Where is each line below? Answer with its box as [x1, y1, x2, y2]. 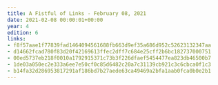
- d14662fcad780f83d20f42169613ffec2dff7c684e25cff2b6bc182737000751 [7, 49, 212, 56]
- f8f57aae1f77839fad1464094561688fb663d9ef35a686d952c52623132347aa [7, 42, 212, 49]
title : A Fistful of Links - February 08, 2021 [7, 10, 147, 17]
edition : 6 [7, 29, 39, 36]
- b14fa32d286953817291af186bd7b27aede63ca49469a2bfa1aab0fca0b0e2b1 [7, 67, 212, 74]
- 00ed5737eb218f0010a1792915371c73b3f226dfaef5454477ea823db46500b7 [7, 55, 212, 62]
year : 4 [7, 23, 30, 29]
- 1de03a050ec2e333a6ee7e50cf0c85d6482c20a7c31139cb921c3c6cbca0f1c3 [7, 61, 212, 68]
